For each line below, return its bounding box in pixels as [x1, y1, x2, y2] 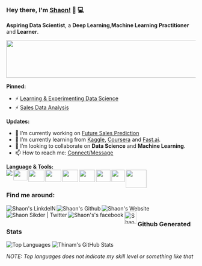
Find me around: [6, 191, 55, 200]
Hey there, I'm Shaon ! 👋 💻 [6, 5, 84, 14]
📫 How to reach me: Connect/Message [14, 149, 114, 156]
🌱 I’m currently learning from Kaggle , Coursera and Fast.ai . [14, 136, 161, 144]
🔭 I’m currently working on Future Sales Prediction [14, 130, 139, 137]
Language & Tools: [6, 163, 54, 171]
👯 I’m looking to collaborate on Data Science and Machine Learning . [14, 142, 186, 150]
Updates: [6, 118, 30, 125]
